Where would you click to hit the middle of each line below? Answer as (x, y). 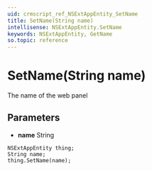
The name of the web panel (48, 95)
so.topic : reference (38, 41)
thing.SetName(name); (39, 160)
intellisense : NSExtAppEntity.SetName (65, 27)
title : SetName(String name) (50, 21)
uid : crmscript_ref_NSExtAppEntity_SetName (73, 14)
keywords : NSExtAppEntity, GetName (60, 34)
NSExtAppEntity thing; (41, 148)
